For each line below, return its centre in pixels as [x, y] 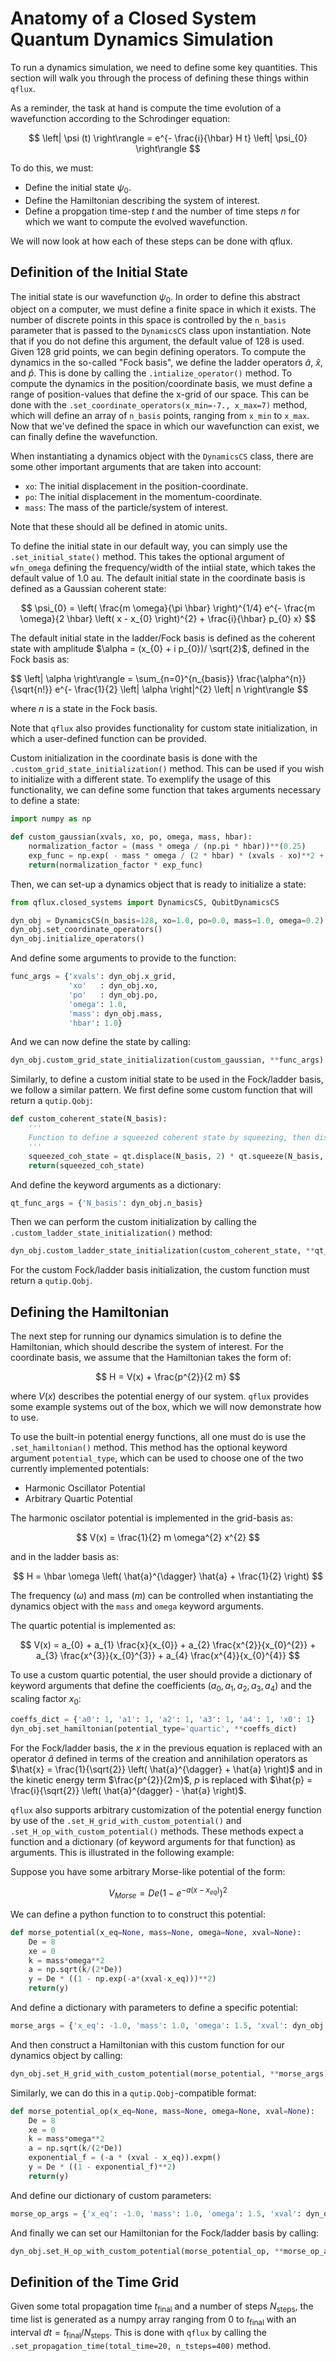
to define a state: [45, 801]
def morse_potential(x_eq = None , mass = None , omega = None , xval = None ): [156, 1932]
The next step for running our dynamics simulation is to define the [146, 1336]
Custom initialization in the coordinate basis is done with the [134, 758]
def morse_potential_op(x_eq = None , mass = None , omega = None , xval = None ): [162, 2111]
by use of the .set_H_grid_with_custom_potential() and [126, 1820]
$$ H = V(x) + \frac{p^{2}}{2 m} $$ [168, 1377]
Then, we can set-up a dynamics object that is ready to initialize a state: [158, 884]
